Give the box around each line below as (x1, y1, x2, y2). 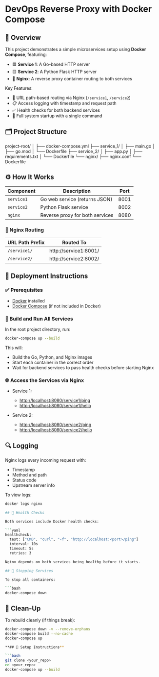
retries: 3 (9, 551, 32, 555)
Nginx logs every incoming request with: (5, 457, 86, 463)
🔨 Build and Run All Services (5, 315, 73, 322)
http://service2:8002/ (49, 255, 99, 262)
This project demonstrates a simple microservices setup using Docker (5, 47, 146, 52)
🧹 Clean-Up (5, 604, 41, 612)
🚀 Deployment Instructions (5, 272, 88, 280)
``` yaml (5, 528, 21, 533)
